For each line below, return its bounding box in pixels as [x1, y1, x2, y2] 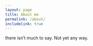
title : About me [5, 12, 39, 17]
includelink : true [5, 21, 43, 26]
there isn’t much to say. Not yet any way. [5, 35, 89, 41]
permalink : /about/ [5, 16, 46, 21]
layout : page [5, 7, 32, 12]
